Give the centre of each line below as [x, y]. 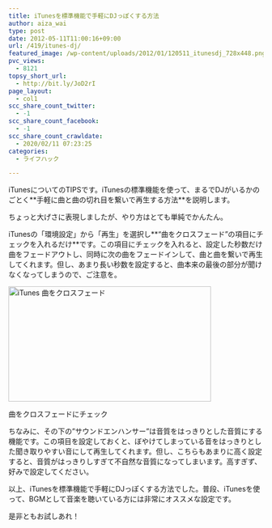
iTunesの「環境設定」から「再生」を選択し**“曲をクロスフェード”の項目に [132, 234]
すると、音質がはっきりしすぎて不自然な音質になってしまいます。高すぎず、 [135, 462]
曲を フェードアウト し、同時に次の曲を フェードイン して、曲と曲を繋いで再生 [136, 255]
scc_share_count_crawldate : [56, 136]
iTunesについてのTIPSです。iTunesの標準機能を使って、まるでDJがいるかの [134, 190]
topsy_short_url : [38, 76]
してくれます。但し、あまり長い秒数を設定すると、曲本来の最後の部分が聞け [136, 264]
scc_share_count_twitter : [52, 106]
